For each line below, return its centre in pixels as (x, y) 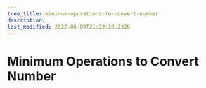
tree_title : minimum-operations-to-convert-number (83, 14)
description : (26, 20)
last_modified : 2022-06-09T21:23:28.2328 (69, 27)
